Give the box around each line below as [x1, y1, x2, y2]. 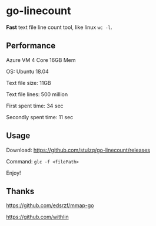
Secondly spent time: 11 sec [6, 113, 74, 120]
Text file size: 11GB [6, 79, 51, 86]
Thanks [6, 186, 35, 196]
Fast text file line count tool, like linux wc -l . [6, 24, 113, 31]
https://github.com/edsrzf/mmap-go [6, 202, 94, 209]
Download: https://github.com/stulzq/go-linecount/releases [6, 146, 150, 153]
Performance [6, 41, 56, 51]
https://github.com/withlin [6, 214, 69, 221]
